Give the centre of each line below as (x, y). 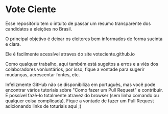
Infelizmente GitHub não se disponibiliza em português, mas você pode (80, 84)
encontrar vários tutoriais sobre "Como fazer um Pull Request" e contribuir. (84, 90)
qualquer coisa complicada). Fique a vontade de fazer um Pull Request (80, 101)
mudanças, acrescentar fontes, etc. (43, 74)
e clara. (13, 44)
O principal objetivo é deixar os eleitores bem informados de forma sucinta (84, 39)
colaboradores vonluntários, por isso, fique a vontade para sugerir (75, 69)
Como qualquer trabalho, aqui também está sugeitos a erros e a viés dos (82, 64)
